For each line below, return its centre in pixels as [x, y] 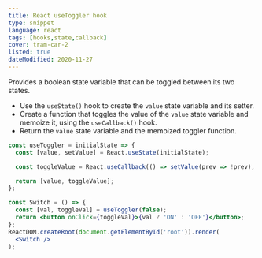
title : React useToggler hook [58, 15]
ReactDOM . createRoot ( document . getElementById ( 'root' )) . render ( [114, 232]
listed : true [30, 52]
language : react [35, 30]
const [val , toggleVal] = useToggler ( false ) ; [91, 210]
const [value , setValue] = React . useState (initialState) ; [113, 152]
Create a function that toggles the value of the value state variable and [134, 114]
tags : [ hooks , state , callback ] [58, 37]
